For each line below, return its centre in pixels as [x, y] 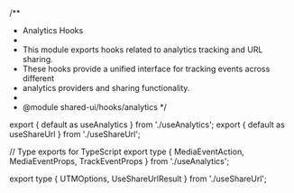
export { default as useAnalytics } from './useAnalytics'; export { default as [147, 124]
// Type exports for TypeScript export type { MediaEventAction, [127, 152]
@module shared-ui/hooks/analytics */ [94, 107]
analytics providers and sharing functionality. [106, 88]
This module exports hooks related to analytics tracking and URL [142, 50]
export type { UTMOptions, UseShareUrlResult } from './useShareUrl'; [138, 179]
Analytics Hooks [53, 30]
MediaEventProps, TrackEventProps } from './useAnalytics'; [119, 161]
